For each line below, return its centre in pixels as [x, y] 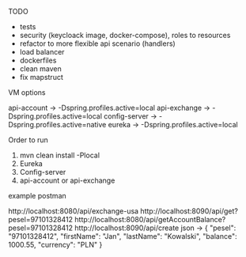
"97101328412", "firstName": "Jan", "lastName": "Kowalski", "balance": [123, 236]
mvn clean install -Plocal [60, 155]
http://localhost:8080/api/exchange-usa [74, 211]
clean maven [40, 69]
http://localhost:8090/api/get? [189, 211]
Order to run [28, 140]
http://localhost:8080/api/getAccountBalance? [150, 219]
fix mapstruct [41, 77]
